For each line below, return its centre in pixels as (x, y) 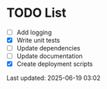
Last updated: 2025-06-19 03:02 (53, 78)
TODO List (36, 13)
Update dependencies (48, 48)
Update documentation (49, 56)
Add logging (34, 32)
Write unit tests (38, 40)
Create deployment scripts (55, 64)
